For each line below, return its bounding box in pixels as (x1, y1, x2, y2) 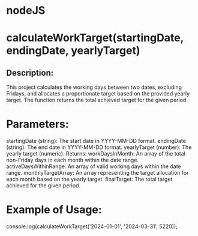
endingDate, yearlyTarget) (6, 44, 140, 58)
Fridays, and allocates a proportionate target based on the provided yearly (6, 90, 190, 97)
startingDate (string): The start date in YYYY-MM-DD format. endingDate (6, 138, 186, 145)
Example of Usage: (6, 203, 102, 217)
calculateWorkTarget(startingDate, (6, 31, 184, 45)
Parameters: (6, 118, 69, 131)
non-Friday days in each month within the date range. (6, 157, 139, 164)
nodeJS (6, 4, 46, 17)
